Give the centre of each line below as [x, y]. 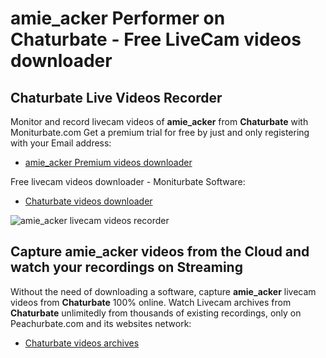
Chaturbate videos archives [82, 343]
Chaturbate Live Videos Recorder [116, 97]
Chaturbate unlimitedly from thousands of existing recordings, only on [156, 313]
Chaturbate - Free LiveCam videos [156, 39]
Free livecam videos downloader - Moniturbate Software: [128, 181]
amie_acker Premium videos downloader [108, 162]
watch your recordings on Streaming [126, 267]
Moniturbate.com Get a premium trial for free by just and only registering [160, 132]
